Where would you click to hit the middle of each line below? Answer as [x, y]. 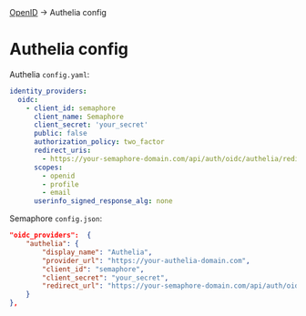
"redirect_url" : [73, 286]
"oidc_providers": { [51, 235]
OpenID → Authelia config [58, 12]
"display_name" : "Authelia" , [97, 252]
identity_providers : [49, 91]
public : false [61, 134]
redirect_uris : [62, 151]
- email [56, 193]
